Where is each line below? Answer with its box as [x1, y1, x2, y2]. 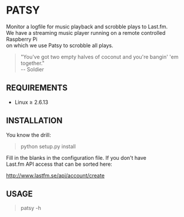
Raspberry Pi [6, 35, 38, 42]
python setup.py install [20, 143, 76, 150]
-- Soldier [20, 65, 44, 73]
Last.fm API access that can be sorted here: [6, 160, 113, 167]
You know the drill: [6, 131, 51, 139]
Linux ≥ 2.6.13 [14, 98, 49, 106]
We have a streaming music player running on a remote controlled [6, 29, 166, 36]
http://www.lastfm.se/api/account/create [6, 172, 105, 179]
